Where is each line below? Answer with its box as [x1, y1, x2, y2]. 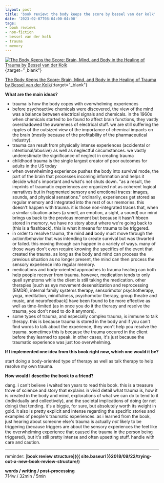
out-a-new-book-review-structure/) [5, 458, 80, 464]
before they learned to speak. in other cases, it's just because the [12, 334, 144, 340]
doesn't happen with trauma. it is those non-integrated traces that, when [12, 204, 159, 210]
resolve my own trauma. [5, 363, 54, 369]
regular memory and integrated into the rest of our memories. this [12, 199, 144, 205]
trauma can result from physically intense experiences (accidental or [12, 142, 150, 148]
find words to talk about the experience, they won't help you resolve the [12, 323, 157, 329]
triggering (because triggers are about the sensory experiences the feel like [5, 423, 158, 429]
